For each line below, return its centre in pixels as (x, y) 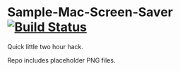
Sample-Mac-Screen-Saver (90, 12)
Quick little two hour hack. (45, 46)
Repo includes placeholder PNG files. (61, 60)
